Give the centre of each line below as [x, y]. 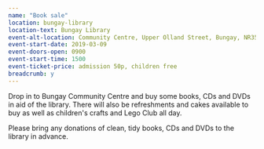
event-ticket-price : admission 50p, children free [93, 67]
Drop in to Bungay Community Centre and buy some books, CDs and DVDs [130, 96]
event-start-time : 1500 [47, 60]
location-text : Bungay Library [59, 30]
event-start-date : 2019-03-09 [58, 45]
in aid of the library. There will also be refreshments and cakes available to [128, 104]
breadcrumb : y [31, 74]
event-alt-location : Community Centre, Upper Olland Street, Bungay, [125, 37]
